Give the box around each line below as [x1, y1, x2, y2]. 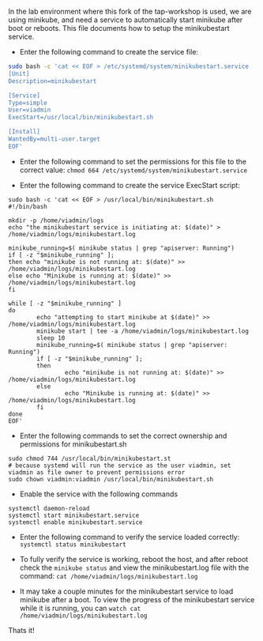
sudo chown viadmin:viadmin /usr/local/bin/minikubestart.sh [8, 475, 214, 483]
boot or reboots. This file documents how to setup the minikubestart [8, 24, 231, 32]
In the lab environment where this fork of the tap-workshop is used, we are [8, 7, 252, 16]
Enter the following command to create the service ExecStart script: [19, 180, 241, 190]
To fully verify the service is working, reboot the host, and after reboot [19, 554, 249, 564]
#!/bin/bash [8, 202, 47, 210]
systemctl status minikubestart [19, 541, 126, 549]
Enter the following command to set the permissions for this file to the [19, 156, 247, 166]
